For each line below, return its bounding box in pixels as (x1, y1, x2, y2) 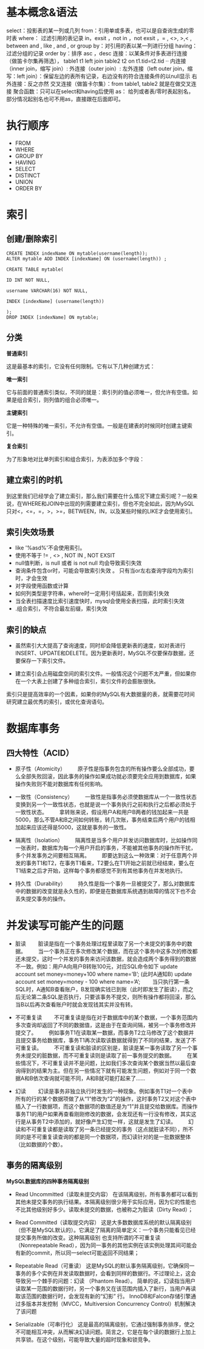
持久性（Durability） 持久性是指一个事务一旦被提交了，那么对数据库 (15, 880, 195, 887)
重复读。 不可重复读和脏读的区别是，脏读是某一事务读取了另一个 (20, 1044, 192, 1051)
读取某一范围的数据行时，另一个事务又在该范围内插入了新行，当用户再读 (15, 1285, 196, 1292)
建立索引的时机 (6, 475, 63, 486)
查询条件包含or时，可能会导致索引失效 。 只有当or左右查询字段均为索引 (15, 567, 194, 574)
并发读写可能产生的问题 (6, 919, 124, 933)
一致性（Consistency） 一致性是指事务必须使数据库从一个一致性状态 (15, 793, 197, 801)
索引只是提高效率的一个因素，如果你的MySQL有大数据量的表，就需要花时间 (6, 691, 195, 698)
